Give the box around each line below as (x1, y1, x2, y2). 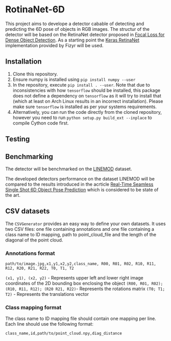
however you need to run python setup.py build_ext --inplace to (12, 114, 152, 121)
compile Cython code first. (12, 119, 69, 126)
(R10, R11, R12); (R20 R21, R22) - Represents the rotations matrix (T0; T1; (5, 286, 165, 292)
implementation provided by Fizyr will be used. (5, 42, 104, 48)
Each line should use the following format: (5, 321, 93, 327)
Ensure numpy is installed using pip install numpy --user (12, 76, 136, 83)
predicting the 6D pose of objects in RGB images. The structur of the (5, 26, 150, 32)
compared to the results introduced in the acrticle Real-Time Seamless (5, 181, 154, 187)
